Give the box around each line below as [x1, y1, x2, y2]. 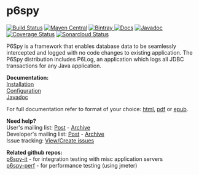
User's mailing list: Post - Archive [6, 123, 91, 131]
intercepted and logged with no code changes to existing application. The [6, 49, 193, 56]
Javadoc [6, 93, 29, 101]
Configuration [6, 87, 42, 94]
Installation [6, 80, 34, 88]
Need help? [6, 117, 36, 125]
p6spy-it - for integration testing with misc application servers [6, 155, 163, 163]
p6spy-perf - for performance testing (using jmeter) [6, 161, 138, 169]
